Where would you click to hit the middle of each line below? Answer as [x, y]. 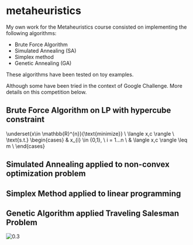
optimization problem [46, 174]
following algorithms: [31, 33]
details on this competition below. [46, 92]
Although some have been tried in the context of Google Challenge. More [94, 85]
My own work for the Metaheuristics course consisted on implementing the [96, 27]
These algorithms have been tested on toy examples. [70, 74]
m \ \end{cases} [25, 146]
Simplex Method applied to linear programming [94, 193]
